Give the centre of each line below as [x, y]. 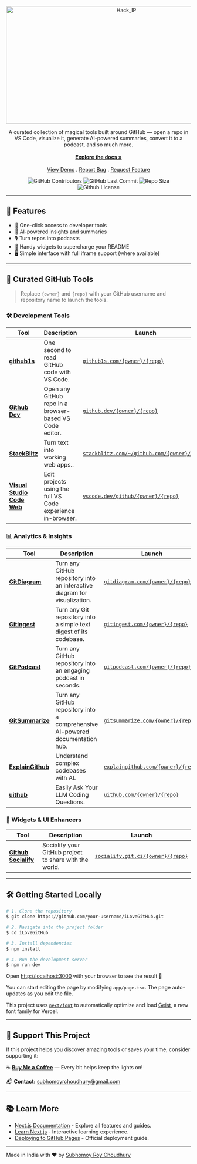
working [55, 457]
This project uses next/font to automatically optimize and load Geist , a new [97, 1005]
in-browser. [60, 518]
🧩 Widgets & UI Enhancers [44, 820]
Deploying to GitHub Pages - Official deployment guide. [82, 1138]
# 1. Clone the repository [39, 911]
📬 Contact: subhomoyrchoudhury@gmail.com [63, 1082]
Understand [72, 756]
